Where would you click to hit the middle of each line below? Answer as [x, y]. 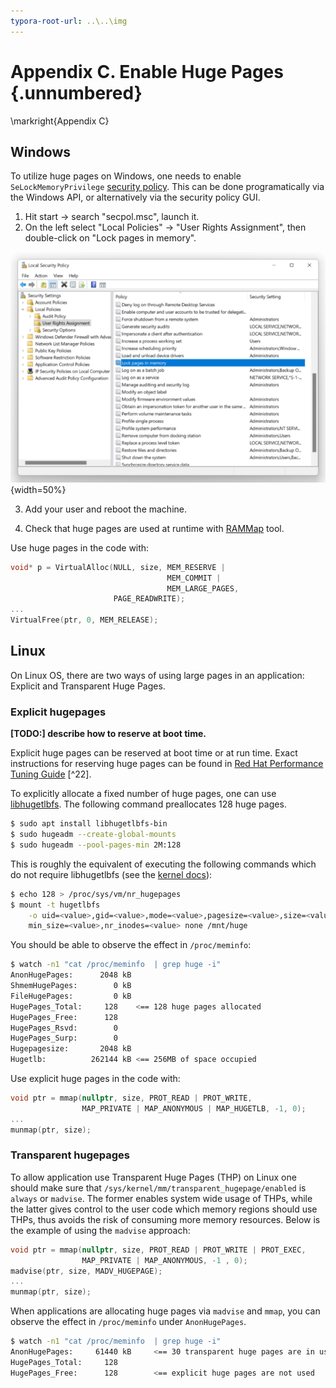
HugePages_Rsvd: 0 [64, 1028]
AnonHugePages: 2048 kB [71, 975]
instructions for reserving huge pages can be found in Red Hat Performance [167, 764]
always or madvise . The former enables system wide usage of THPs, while [161, 1198]
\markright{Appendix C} [60, 121]
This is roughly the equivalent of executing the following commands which [163, 864]
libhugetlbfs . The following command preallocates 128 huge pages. [148, 804]
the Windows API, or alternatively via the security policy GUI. [135, 197]
